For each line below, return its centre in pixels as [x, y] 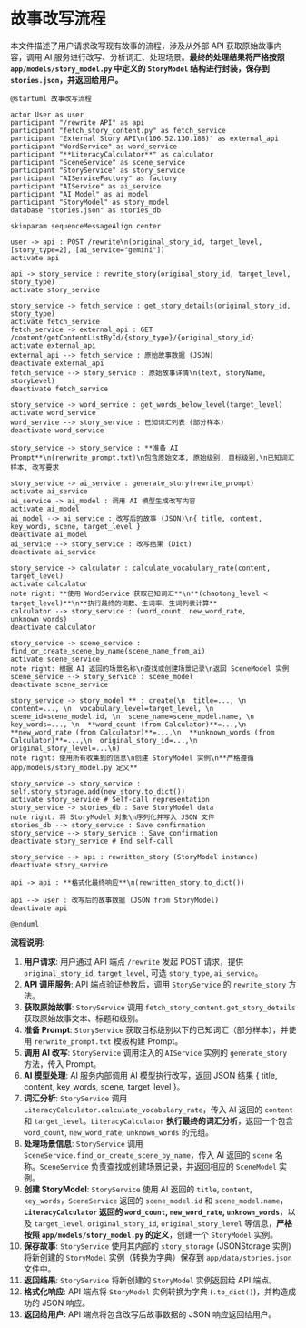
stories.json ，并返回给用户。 [67, 79]
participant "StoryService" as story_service [98, 170]
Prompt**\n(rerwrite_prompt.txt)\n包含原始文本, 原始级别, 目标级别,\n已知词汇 [153, 457]
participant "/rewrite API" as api [78, 122]
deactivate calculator [53, 627]
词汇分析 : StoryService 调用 [75, 1098]
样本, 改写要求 [35, 467]
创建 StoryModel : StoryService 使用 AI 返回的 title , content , [138, 1189]
